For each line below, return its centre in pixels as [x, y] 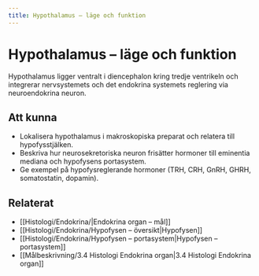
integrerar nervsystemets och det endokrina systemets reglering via [118, 84]
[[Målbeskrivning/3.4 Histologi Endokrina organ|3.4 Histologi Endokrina [135, 256]
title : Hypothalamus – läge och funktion [77, 15]
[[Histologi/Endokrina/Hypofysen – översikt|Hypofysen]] [111, 230]
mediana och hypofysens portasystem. [83, 161]
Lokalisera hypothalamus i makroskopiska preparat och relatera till [127, 136]
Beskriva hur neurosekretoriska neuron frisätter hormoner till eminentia [135, 153]
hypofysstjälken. [46, 145]
